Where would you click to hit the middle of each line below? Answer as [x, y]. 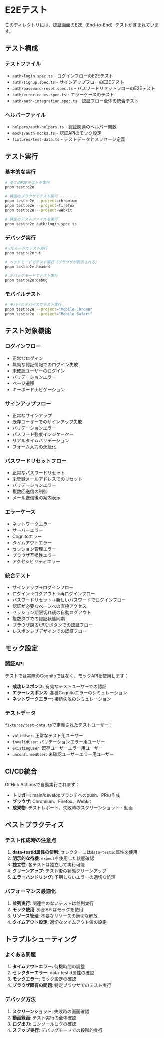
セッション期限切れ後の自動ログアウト [52, 612]
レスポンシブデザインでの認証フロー [50, 631]
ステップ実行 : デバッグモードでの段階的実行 [57, 1030]
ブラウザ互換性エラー [34, 555]
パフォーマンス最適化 [31, 891]
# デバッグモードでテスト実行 [32, 276]
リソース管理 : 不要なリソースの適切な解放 [55, 916]
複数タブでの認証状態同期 [39, 618]
